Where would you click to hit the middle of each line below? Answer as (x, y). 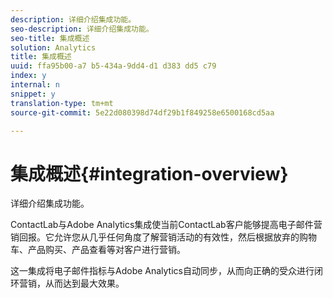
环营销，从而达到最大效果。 (67, 283)
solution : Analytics (53, 47)
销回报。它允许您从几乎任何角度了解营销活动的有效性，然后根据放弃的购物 (163, 237)
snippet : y (33, 94)
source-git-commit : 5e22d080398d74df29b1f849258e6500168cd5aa (142, 112)
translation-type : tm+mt (62, 103)
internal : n (35, 85)
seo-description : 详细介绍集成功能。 (82, 29)
